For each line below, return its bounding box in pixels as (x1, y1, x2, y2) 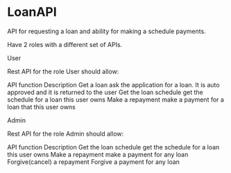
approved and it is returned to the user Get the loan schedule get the (7, 88, 203, 96)
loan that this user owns (7, 102, 76, 111)
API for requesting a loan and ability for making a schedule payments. (7, 27, 206, 35)
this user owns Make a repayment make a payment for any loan (7, 150, 189, 158)
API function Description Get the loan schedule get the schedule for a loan (7, 143, 220, 151)
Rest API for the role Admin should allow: (7, 129, 124, 138)
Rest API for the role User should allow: (7, 67, 119, 75)
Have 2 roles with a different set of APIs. (7, 40, 123, 48)
